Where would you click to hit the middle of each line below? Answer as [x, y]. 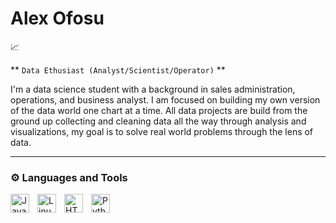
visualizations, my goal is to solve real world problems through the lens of [162, 131]
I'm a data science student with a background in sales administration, [153, 89]
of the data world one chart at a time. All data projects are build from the [159, 110]
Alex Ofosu [57, 18]
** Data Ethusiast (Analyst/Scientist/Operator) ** [118, 69]
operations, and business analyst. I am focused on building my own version [165, 99]
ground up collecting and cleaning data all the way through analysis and [158, 121]
